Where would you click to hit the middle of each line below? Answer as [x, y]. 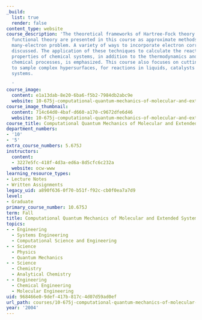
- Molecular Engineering [43, 291]
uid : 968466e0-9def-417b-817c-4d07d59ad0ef [62, 297]
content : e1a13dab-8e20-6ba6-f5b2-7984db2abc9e [72, 96]
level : [14, 196]
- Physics [24, 252]
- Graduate [20, 202]
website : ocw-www [33, 168]
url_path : [19, 302]
